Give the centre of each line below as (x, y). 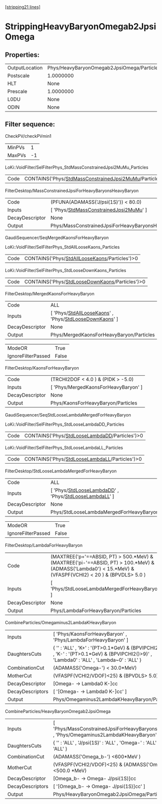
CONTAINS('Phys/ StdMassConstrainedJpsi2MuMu (82, 178)
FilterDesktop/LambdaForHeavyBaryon (44, 545)
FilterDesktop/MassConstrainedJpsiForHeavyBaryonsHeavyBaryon (72, 191)
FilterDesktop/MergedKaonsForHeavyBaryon (50, 293)
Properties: (22, 55)
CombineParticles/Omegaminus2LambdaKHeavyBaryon (61, 622)
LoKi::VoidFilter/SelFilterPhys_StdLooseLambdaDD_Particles (65, 424)
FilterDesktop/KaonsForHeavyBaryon (42, 368)
